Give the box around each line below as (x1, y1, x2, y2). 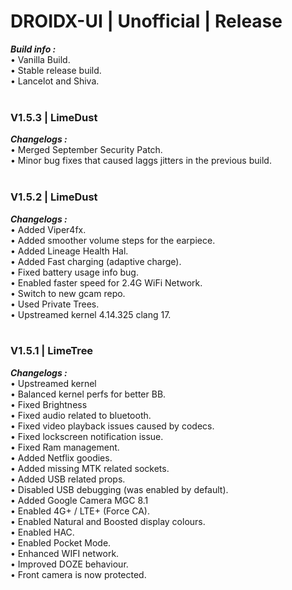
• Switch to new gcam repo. (10, 287, 126, 299)
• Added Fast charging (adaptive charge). (10, 255, 182, 267)
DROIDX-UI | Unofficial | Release (10, 10, 283, 33)
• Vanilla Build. (10, 53, 71, 65)
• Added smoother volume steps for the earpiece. (10, 234, 216, 246)
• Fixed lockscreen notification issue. (10, 430, 164, 442)
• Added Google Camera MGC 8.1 (10, 494, 149, 506)
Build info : (10, 43, 57, 55)
